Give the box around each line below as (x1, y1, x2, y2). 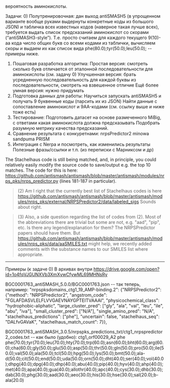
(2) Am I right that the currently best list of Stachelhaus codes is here (17, 188, 162, 193)
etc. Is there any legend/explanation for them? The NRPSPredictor (17, 224, 155, 230)
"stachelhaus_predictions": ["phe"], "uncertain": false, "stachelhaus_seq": (5, 314, 160, 320)
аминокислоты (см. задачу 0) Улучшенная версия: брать (12, 71, 137, 77)
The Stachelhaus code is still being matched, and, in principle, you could (5, 157, 157, 163)
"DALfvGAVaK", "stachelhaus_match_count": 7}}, (5, 319, 107, 325)
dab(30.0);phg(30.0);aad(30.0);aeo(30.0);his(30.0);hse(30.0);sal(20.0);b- (5, 372, 159, 378)
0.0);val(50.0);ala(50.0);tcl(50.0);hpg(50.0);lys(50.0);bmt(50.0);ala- (5, 351, 145, 356)
